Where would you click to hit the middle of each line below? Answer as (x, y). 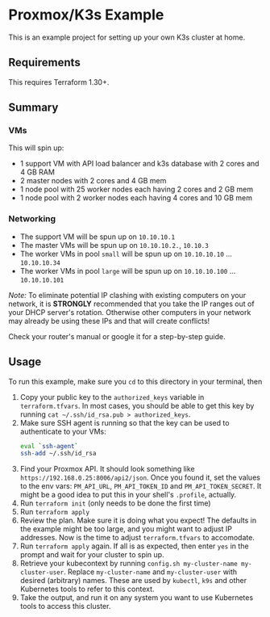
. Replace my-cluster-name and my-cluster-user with (150, 572)
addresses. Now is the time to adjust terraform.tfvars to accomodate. (137, 538)
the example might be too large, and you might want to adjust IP (126, 529)
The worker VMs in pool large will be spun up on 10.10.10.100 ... (128, 271)
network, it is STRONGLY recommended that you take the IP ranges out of (132, 304)
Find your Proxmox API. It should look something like (107, 469)
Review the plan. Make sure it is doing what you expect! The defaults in (138, 520)
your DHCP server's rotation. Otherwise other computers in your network (130, 312)
